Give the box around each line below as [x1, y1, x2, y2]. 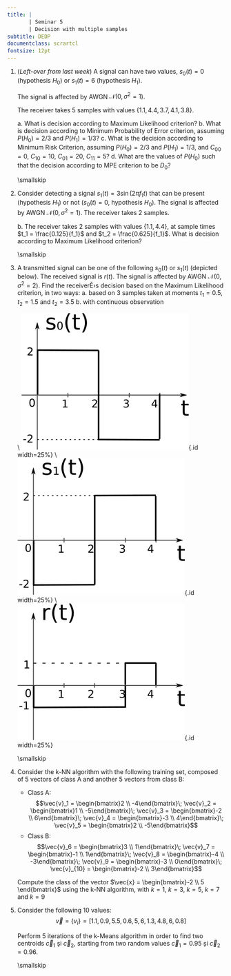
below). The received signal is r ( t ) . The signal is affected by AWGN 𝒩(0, [17, 272, 222, 281]
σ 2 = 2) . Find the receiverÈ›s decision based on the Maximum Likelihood [17, 280, 224, 289]
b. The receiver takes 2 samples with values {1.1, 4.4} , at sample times [17, 222, 216, 230]
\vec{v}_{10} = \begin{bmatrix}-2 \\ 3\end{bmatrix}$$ [50, 864, 202, 873]
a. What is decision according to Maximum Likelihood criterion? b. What [17, 119, 221, 128]
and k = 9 [17, 893, 46, 901]
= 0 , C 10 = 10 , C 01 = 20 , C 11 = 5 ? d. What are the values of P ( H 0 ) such [17, 152, 216, 162]
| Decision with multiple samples [28, 26, 128, 32]
